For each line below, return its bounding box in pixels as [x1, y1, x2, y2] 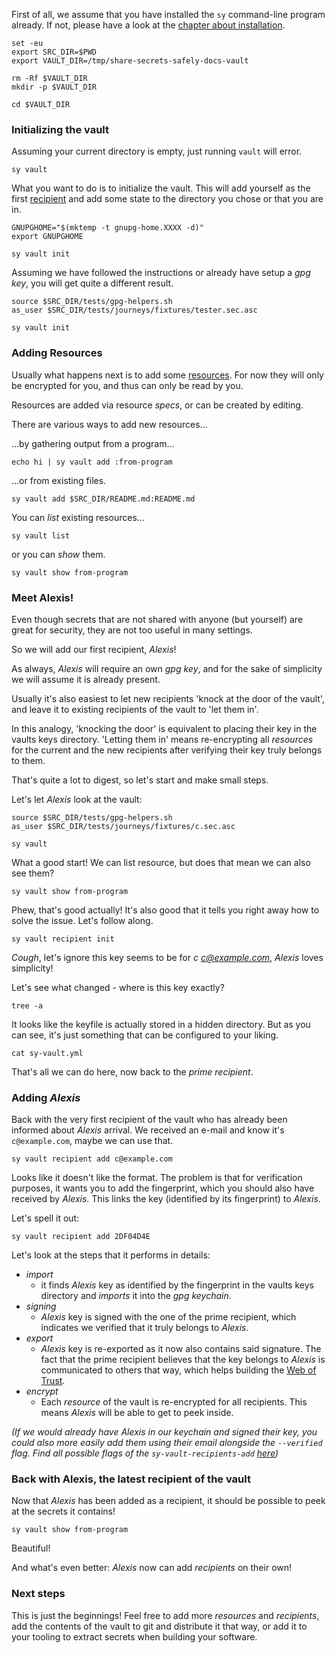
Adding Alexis [11, 1090, 81, 1104]
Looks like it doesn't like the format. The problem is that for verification [11, 1172, 303, 1184]
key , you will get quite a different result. [11, 277, 174, 289]
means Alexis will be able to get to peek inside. [40, 1407, 234, 1419]
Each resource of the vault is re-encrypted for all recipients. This [40, 1396, 308, 1408]
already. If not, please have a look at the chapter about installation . [11, 19, 286, 31]
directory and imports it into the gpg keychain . [40, 1290, 232, 1302]
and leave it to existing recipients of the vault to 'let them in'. [11, 703, 259, 715]
